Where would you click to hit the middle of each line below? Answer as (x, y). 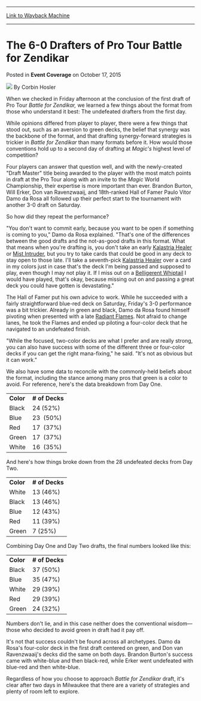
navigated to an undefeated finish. (48, 329)
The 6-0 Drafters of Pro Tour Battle (94, 45)
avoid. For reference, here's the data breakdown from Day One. (84, 384)
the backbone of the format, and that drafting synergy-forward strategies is (99, 136)
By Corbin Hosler (35, 87)
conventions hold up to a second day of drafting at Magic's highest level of (99, 148)
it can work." (22, 360)
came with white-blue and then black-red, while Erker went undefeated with (100, 660)
